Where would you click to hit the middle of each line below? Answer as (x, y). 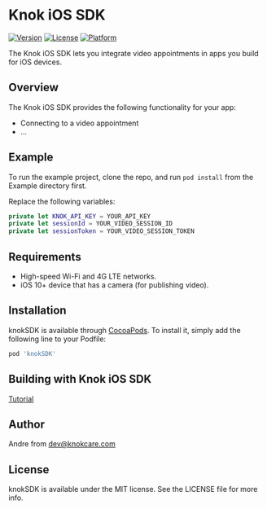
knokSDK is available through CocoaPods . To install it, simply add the (125, 330)
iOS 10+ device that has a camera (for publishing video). (114, 285)
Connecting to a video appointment (79, 123)
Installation (37, 311)
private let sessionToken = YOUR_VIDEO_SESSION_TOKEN (102, 231)
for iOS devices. (35, 62)
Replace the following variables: (62, 201)
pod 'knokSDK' (33, 353)
